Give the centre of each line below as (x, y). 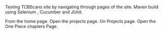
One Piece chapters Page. (31, 26)
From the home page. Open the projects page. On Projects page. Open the (81, 21)
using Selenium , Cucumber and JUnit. (44, 12)
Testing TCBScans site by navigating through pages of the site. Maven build (82, 7)
